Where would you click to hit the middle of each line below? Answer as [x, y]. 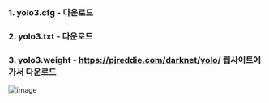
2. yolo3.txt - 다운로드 [51, 36]
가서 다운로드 [32, 72]
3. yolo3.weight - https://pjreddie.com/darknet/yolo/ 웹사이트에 [135, 60]
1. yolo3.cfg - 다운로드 [51, 12]
